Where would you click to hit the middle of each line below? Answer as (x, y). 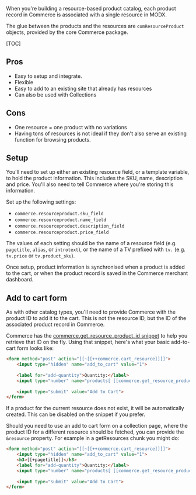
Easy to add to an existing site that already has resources (83, 88)
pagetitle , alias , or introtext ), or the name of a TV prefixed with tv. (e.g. (96, 250)
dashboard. (20, 280)
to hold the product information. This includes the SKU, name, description (94, 178)
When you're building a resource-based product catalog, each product (91, 8)
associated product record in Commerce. (55, 325)
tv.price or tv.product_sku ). (41, 256)
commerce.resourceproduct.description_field (69, 226)
